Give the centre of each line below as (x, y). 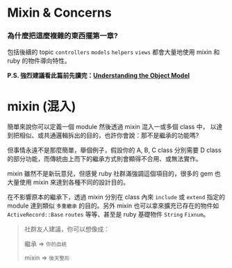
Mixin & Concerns (60, 13)
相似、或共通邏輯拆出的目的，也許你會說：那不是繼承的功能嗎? (109, 135)
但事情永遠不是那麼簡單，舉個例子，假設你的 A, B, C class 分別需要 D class (114, 150)
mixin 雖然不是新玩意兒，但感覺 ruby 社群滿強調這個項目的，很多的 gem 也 (114, 174)
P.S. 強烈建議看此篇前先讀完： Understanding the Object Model (98, 76)
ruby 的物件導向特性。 (39, 61)
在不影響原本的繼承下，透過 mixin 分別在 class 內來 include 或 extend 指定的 (116, 197)
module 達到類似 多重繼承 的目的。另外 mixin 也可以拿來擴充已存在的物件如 (113, 206)
